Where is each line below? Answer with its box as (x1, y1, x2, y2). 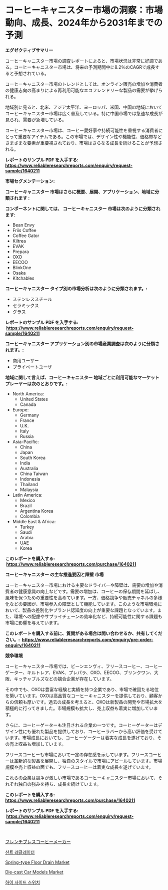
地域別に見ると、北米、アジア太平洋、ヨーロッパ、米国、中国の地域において (5, 104, 162, 110)
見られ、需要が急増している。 (5, 116, 66, 123)
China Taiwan (19, 471, 48, 477)
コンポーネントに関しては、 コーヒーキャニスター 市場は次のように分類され (5, 205, 160, 211)
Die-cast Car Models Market (5, 869, 63, 875)
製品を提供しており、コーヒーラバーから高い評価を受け (44, 728, 158, 734)
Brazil (19, 502, 32, 509)
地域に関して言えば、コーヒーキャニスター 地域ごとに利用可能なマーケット (5, 374, 159, 380)
